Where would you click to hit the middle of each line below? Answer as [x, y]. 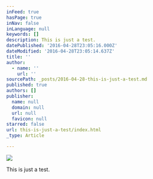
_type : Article [25, 136]
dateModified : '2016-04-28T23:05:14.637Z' [60, 51]
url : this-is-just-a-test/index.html [54, 130]
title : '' [19, 57]
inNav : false [23, 23]
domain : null [28, 107]
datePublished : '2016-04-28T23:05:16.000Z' [62, 46]
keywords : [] [23, 34]
